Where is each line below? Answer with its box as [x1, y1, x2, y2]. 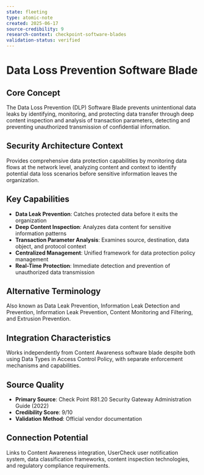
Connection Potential [6, 433, 88, 443]
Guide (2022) [15, 403, 49, 410]
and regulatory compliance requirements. [6, 462, 110, 469]
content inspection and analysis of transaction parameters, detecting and [6, 117, 190, 124]
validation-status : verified [6, 37, 80, 43]
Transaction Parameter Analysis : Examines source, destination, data [15, 236, 190, 244]
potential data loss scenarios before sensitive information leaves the [6, 170, 178, 177]
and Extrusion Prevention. [6, 315, 71, 323]
